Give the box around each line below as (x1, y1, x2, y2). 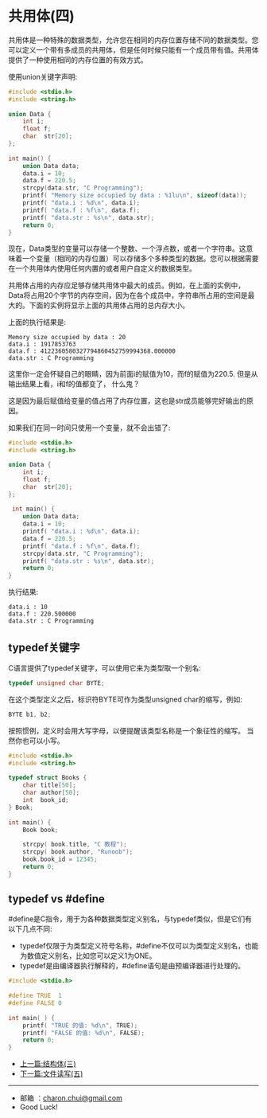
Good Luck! (19, 1102, 58, 1112)
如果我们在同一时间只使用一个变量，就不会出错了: (8, 423, 171, 432)
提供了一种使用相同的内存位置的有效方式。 (8, 55, 148, 64)
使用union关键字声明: (8, 72, 78, 81)
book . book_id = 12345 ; (22, 855, 98, 863)
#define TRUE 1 (8, 992, 62, 1000)
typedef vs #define (8, 893, 106, 906)
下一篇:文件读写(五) (19, 1069, 83, 1079)
